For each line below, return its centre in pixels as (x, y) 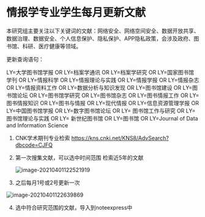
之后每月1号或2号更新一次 (48, 183)
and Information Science (37, 125)
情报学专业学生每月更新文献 (76, 13)
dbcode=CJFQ (34, 144)
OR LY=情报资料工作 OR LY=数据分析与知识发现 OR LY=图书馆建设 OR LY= (99, 87)
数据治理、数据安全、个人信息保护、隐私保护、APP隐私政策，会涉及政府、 (100, 38)
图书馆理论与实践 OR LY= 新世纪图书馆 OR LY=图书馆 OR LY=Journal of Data (102, 118)
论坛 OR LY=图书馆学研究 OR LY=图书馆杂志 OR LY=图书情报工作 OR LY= (108, 95)
